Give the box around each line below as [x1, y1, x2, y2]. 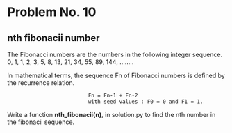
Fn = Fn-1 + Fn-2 [88, 92, 138, 99]
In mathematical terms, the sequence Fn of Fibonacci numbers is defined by [7, 71, 226, 79]
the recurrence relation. [7, 79, 75, 87]
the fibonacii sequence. [7, 118, 75, 126]
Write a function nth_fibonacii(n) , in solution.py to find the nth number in [7, 111, 216, 118]
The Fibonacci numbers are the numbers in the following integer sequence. [7, 50, 223, 58]
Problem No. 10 [7, 4, 97, 20]
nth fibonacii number [7, 32, 100, 44]
